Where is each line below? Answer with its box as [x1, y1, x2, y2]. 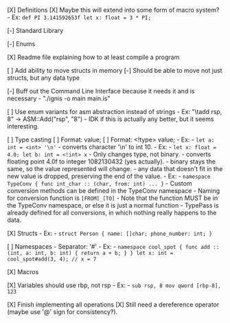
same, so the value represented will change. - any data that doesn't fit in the [7, 165, 223, 172]
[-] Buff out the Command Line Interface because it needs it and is [7, 87, 195, 95]
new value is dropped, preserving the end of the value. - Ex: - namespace [7, 172, 211, 180]
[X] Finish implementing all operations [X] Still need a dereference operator [7, 300, 220, 309]
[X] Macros [7, 268, 39, 276]
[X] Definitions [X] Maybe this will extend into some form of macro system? [7, 6, 220, 14]
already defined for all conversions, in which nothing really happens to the [7, 209, 217, 216]
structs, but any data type [7, 74, 80, 82]
